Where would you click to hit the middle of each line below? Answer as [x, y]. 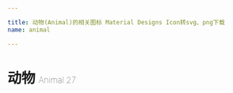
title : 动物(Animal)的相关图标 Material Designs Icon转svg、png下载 [116, 22]
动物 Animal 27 [42, 78]
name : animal [29, 30]
